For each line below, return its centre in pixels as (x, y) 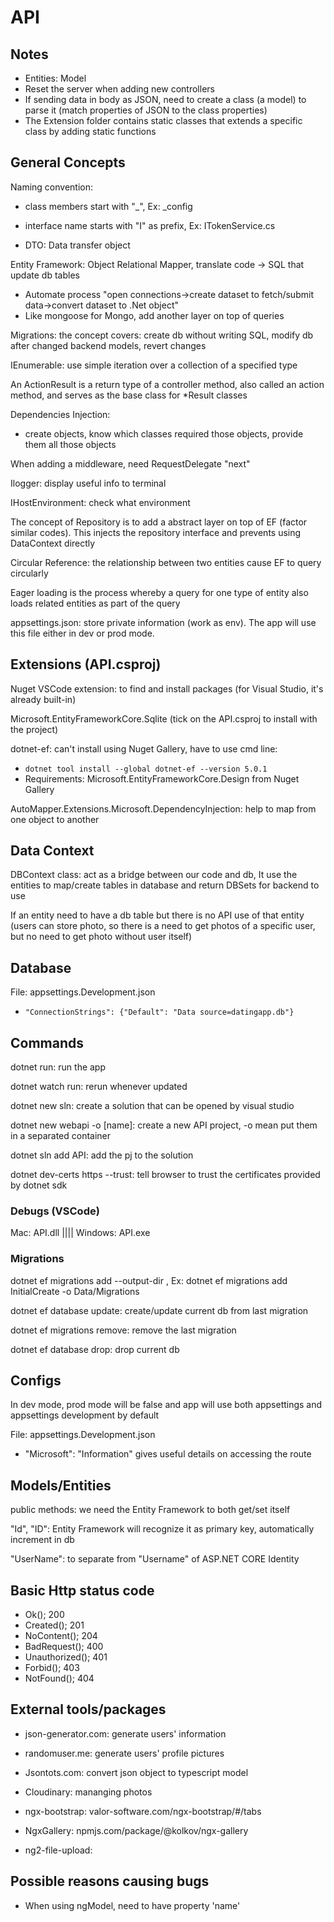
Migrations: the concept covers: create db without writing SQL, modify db (162, 335)
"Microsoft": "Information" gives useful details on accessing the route (168, 1454)
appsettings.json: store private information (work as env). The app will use (163, 622)
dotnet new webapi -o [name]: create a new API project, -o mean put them (164, 1125)
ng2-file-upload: (58, 1850)
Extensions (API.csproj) (86, 664)
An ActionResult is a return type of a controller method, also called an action (167, 384)
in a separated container (61, 1136)
